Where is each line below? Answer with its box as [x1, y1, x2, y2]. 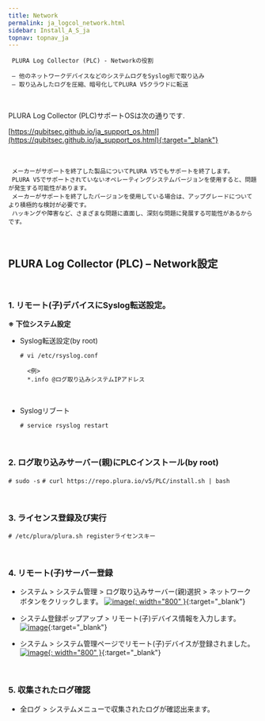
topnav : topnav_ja [8, 33, 69, 42]
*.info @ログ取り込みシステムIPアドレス [27, 376, 145, 384]
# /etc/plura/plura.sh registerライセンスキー [8, 532, 156, 540]
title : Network [8, 11, 59, 20]
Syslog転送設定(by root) [19, 336, 99, 346]
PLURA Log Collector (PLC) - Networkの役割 [11, 57, 154, 65]
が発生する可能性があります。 [8, 184, 91, 193]
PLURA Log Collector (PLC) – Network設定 [8, 257, 218, 270]
